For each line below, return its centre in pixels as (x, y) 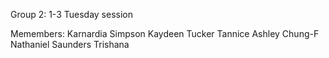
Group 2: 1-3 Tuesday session (71, 14)
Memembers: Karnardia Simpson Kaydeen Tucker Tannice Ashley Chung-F (165, 33)
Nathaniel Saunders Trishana (70, 44)
